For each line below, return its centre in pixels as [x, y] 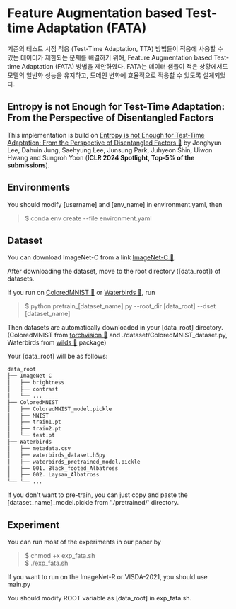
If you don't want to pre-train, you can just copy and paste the [98, 495]
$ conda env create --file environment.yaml [88, 218]
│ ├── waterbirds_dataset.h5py [57, 455]
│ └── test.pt [31, 435]
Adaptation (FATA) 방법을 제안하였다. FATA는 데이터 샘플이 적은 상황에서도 [125, 66]
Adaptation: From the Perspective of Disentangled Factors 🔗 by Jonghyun [114, 143]
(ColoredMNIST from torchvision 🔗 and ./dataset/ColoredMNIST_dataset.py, [117, 335]
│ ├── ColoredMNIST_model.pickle [60, 409]
